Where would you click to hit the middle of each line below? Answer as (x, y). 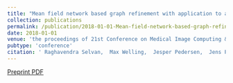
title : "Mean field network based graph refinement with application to (114, 13)
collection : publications (44, 20)
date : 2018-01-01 (32, 33)
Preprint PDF (25, 72)
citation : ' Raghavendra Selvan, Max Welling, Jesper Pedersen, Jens (114, 53)
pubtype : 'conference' (40, 46)
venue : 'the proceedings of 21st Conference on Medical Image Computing (114, 39)
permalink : (23, 26)
